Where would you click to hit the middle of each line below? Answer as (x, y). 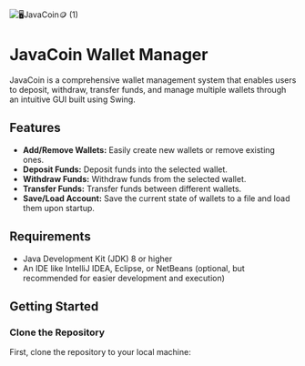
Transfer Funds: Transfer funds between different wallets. (132, 188)
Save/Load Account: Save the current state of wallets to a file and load (156, 198)
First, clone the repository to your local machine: (100, 352)
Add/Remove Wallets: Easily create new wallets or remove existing (149, 149)
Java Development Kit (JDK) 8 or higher (97, 259)
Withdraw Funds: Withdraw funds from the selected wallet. (134, 178)
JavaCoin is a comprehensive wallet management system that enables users (153, 80)
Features (35, 128)
